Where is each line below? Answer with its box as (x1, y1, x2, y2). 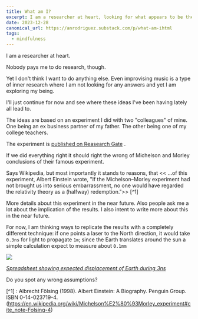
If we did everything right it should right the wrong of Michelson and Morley (6, 152, 190, 159)
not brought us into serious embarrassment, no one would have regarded (6, 182, 184, 189)
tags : (6, 31, 19, 36)
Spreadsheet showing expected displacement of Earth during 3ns (6, 265, 166, 271)
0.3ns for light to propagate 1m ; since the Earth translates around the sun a (6, 236, 186, 243)
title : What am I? (6, 8, 51, 15)
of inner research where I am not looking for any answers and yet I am (6, 81, 177, 88)
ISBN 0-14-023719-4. (6, 294, 58, 301)
